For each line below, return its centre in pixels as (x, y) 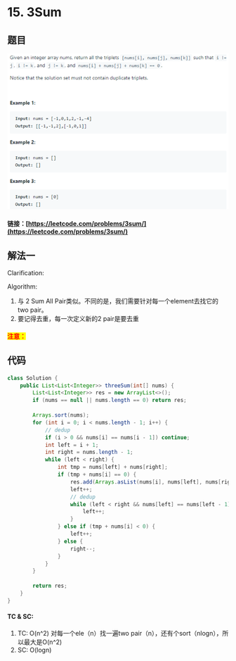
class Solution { (33, 378)
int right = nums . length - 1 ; (89, 452)
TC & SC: (20, 617)
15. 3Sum (34, 12)
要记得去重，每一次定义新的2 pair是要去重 (78, 319)
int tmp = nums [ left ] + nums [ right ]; (113, 467)
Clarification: (26, 273)
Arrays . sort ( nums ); (61, 415)
